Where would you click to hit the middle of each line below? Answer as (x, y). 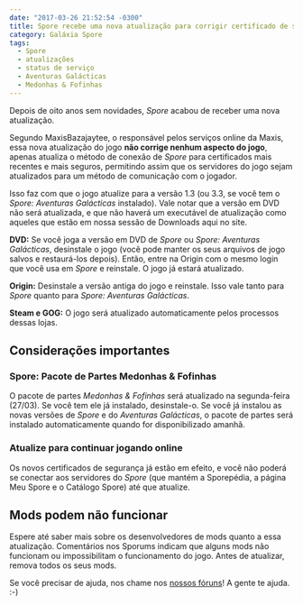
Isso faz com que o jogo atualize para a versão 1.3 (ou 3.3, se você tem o (145, 193)
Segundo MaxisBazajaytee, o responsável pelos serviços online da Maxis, (147, 137)
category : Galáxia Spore (56, 34)
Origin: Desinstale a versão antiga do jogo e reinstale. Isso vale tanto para (147, 286)
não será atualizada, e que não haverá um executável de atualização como (148, 212)
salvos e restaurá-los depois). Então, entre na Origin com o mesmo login (144, 259)
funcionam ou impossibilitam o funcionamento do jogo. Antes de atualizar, (147, 556)
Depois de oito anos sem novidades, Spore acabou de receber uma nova (145, 110)
